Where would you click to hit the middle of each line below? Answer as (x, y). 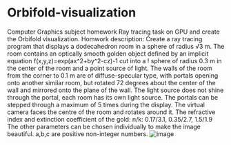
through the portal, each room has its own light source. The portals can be (113, 97)
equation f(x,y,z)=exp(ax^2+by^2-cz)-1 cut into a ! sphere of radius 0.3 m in (114, 60)
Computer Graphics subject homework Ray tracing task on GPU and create (114, 32)
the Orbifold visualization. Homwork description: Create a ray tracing (105, 38)
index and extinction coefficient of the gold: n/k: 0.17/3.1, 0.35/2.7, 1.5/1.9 (110, 119)
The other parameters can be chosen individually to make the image (104, 126)
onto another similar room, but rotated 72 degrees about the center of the (111, 82)
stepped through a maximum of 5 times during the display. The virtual (106, 104)
